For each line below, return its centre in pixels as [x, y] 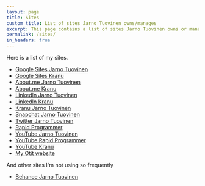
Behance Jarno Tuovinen [46, 177]
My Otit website [35, 153]
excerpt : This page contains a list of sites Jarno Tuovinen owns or [97, 29]
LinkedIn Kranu [34, 102]
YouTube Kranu [34, 147]
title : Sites [23, 18]
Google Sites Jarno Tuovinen [52, 69]
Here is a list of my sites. [37, 57]
